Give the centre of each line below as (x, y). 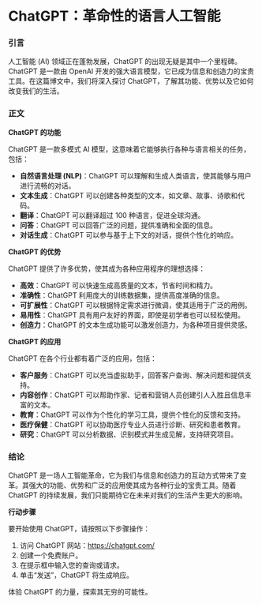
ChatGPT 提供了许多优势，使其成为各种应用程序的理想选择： (107, 268)
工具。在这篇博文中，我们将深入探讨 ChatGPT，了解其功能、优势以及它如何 (131, 81)
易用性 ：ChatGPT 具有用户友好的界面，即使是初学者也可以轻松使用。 (132, 315)
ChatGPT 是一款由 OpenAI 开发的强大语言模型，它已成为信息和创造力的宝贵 (131, 71)
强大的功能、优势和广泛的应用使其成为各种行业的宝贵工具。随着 (133, 486)
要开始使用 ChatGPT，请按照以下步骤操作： (79, 529)
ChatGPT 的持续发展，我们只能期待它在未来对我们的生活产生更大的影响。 (127, 495)
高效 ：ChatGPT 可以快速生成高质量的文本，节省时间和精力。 (118, 285)
